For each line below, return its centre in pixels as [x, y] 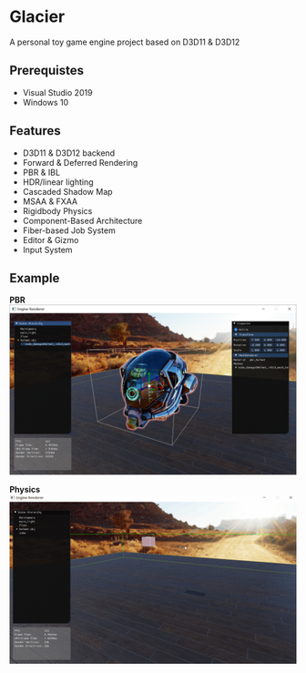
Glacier [37, 17]
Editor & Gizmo [51, 240]
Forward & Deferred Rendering [80, 162]
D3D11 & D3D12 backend [69, 153]
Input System [47, 250]
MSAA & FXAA [50, 201]
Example [35, 278]
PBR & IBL [41, 172]
